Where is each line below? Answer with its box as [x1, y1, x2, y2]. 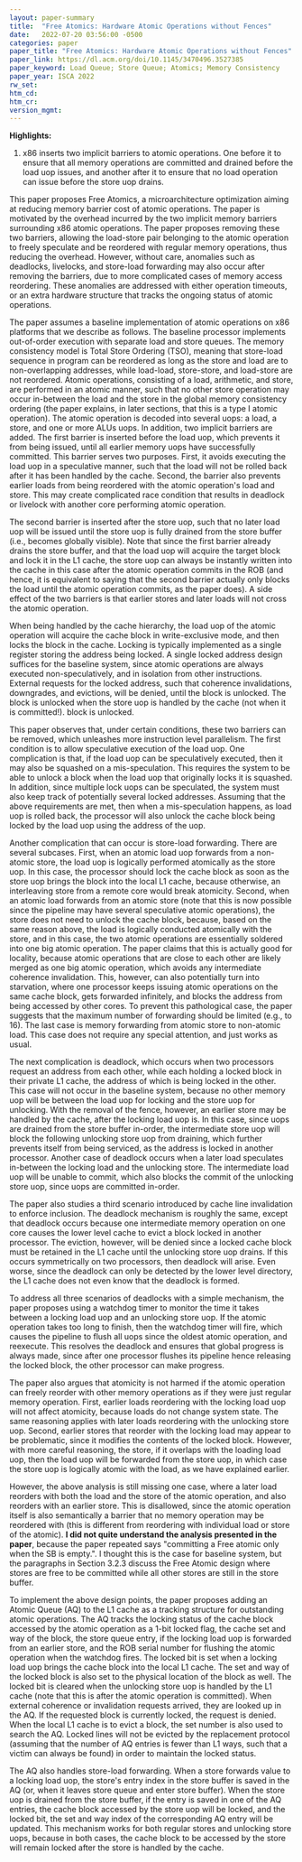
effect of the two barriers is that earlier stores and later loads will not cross [9, 593, 287, 605]
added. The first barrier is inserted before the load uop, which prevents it [9, 432, 280, 443]
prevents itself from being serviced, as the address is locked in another [9, 1143, 273, 1153]
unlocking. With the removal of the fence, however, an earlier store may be [9, 1105, 287, 1116]
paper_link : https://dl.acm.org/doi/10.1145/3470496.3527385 [9, 55, 244, 64]
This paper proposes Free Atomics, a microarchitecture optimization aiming [9, 194, 289, 205]
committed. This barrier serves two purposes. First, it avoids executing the [9, 451, 287, 462]
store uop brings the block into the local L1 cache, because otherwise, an [9, 876, 281, 887]
